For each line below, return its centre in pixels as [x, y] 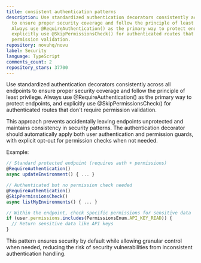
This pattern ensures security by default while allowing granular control [94, 241]
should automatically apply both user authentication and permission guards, [100, 134]
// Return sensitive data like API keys [63, 224]
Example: [18, 152]
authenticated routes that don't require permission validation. [82, 110]
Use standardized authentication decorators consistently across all [89, 84]
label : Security [26, 51]
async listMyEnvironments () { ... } [52, 202]
